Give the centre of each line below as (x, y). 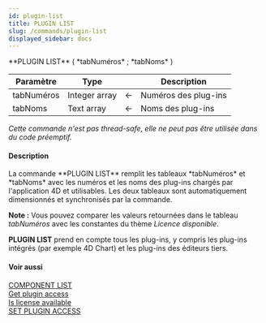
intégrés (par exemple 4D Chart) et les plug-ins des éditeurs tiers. (118, 248)
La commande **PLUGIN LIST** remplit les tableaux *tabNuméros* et (127, 174)
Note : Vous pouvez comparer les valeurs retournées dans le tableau (123, 215)
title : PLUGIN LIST (41, 24)
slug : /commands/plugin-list (58, 31)
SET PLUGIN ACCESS (45, 311)
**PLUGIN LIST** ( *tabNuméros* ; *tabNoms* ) (91, 62)
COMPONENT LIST (41, 285)
